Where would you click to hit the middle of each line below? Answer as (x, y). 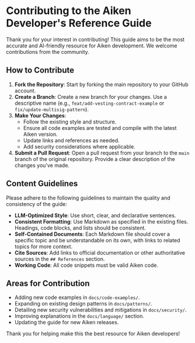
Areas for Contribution (48, 283)
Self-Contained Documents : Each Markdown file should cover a (92, 234)
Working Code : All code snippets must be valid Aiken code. (86, 265)
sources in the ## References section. (60, 259)
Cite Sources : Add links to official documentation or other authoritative (100, 252)
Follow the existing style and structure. (70, 122)
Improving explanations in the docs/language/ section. (79, 316)
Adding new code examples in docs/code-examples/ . (77, 297)
